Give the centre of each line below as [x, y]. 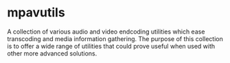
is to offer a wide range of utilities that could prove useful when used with [111, 46]
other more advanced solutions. [52, 53]
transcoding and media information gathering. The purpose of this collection [115, 38]
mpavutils [36, 13]
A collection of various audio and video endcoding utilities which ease [106, 32]
